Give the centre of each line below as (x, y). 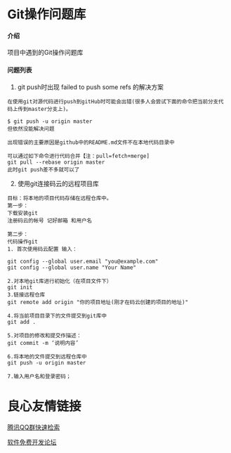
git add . (22, 322)
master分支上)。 (49, 109)
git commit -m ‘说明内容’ (43, 343)
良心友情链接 (45, 406)
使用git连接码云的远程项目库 (58, 183)
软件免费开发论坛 (32, 442)
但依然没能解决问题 (31, 129)
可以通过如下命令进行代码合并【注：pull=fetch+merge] (78, 156)
